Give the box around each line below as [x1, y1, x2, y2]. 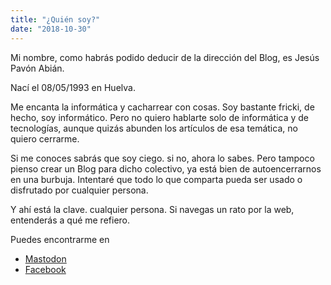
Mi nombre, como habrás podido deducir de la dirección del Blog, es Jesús [10, 51, 320, 63]
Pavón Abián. [10, 62, 65, 74]
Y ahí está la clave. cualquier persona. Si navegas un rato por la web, [10, 203, 295, 215]
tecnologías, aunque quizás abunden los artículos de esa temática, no [10, 122, 298, 134]
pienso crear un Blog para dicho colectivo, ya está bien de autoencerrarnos [10, 162, 322, 175]
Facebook [24, 263, 67, 275]
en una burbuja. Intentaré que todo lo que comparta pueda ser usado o [10, 173, 303, 185]
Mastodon [24, 252, 67, 265]
